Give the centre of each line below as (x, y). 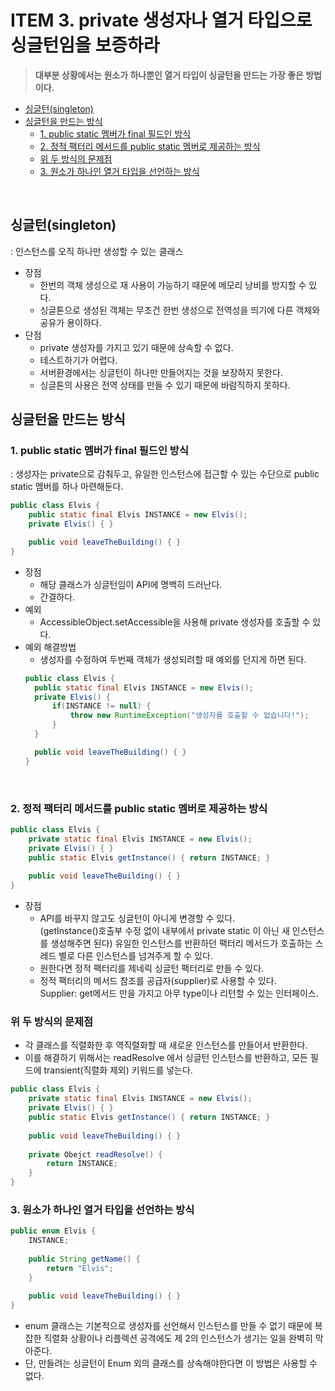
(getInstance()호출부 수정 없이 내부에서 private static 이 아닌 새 (164, 931)
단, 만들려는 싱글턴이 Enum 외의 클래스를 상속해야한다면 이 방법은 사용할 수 (171, 1363)
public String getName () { (84, 1259)
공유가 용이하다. (70, 322)
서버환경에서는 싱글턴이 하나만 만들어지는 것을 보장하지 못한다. (161, 372)
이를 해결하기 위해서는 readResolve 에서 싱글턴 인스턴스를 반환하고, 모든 (166, 1058)
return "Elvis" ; (80, 1268)
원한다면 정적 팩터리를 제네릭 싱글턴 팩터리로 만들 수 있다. (152, 968)
